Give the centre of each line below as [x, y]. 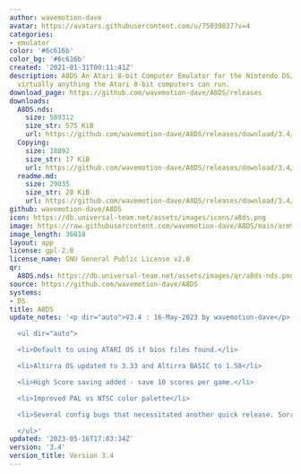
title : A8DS [31, 309]
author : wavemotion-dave [56, 17]
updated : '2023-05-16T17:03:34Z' [72, 439]
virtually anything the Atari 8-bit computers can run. [124, 84]
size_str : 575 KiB [60, 126]
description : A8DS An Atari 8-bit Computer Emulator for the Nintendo [144, 76]
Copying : [34, 142]
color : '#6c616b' [42, 51]
